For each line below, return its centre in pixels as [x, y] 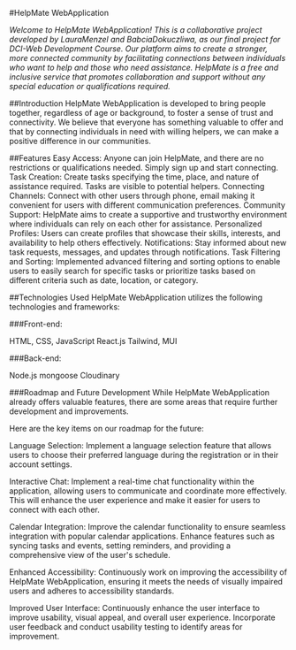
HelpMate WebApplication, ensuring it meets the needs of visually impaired [146, 581]
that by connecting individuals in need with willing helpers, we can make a [144, 131]
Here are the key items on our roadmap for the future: [107, 428]
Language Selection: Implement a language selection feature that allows [140, 445]
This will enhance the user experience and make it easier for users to [135, 500]
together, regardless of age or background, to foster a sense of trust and [141, 113]
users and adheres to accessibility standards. [92, 591]
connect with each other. [54, 509]
